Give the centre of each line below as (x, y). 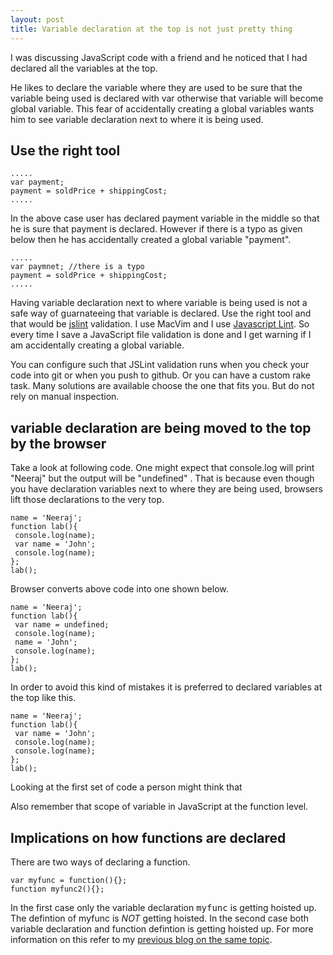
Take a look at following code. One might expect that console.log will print (162, 468)
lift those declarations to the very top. (87, 500)
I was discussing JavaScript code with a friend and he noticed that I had (159, 57)
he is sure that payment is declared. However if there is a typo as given (156, 229)
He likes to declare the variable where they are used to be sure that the (156, 87)
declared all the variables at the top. (84, 68)
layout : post (37, 19)
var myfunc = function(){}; (69, 880)
